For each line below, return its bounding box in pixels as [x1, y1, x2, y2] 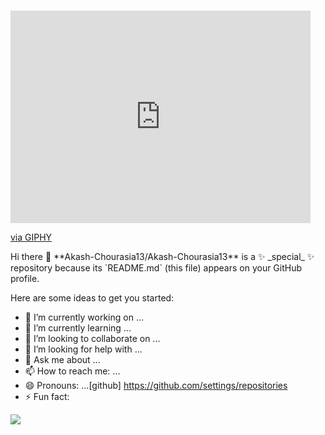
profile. [10, 272, 40, 284]
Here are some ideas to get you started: [10, 291, 175, 304]
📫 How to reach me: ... [24, 365, 121, 377]
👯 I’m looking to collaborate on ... [24, 332, 161, 344]
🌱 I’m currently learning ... [24, 321, 132, 334]
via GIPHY [10, 231, 53, 243]
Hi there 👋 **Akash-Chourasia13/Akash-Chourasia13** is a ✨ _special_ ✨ [10, 250, 315, 262]
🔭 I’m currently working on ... [24, 311, 144, 323]
